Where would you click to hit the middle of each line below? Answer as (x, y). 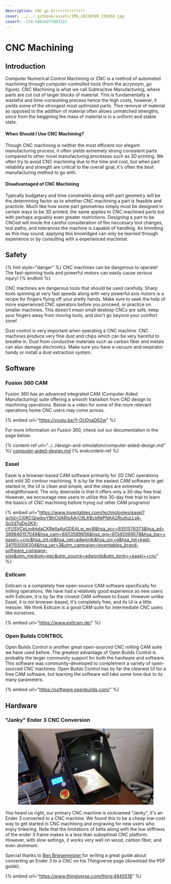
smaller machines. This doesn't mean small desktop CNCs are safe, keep (82, 310)
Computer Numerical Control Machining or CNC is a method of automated (83, 79)
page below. (18, 436)
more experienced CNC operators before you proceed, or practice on (78, 304)
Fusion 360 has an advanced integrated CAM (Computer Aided (71, 394)
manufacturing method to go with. (41, 172)
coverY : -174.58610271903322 (36, 21)
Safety (16, 255)
